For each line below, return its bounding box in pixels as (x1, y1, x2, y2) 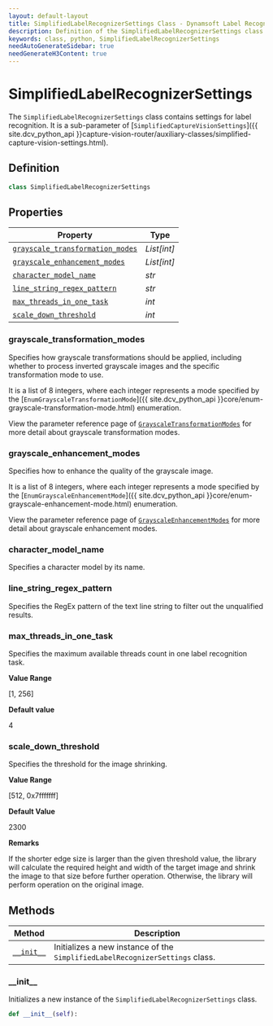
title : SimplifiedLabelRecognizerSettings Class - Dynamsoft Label (8, 20, 242, 28)
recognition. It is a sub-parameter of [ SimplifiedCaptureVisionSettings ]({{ (8, 120, 258, 130)
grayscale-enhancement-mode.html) (8, 499, 132, 509)
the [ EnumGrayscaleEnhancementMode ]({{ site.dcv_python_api (8, 490, 206, 501)
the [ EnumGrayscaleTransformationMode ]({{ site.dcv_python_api (8, 394, 216, 404)
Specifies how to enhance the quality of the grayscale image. (8, 466, 214, 476)
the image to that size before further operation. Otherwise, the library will (8, 871, 253, 881)
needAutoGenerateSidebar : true (8, 42, 115, 50)
